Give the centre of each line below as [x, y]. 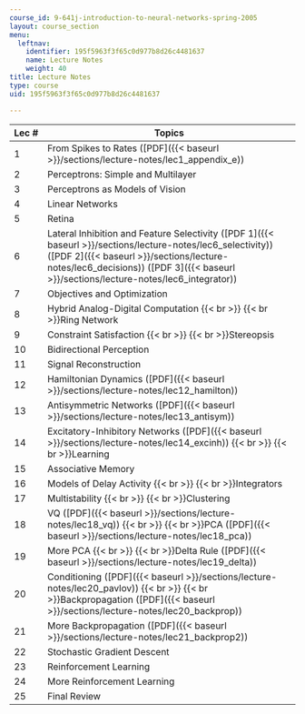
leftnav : [34, 43]
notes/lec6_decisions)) [96, 267]
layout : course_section [54, 26]
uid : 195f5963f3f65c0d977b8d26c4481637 [85, 94]
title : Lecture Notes [50, 77]
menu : [20, 35]
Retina [60, 218]
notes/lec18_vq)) [84, 524]
